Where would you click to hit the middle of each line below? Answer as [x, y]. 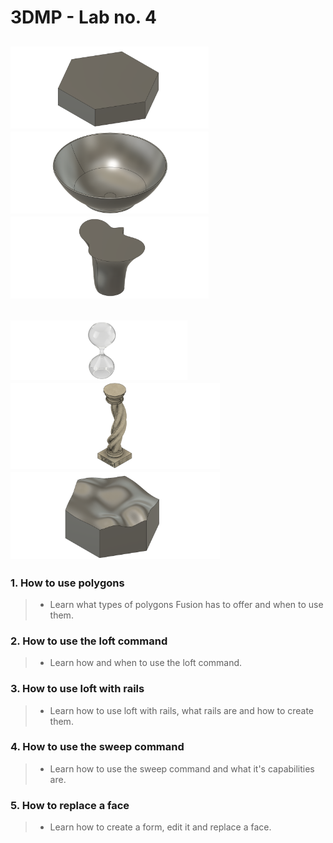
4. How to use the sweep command [97, 747]
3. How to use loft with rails [77, 689]
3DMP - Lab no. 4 [83, 17]
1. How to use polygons [67, 583]
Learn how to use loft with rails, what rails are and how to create [182, 710]
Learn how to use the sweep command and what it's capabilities [182, 768]
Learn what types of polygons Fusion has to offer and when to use [186, 604]
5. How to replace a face [70, 805]
